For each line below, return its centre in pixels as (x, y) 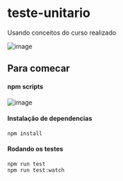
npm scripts (25, 86)
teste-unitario (49, 13)
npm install (25, 133)
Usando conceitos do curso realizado (62, 33)
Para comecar (39, 69)
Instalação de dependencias (50, 119)
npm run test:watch (36, 170)
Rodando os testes (35, 149)
